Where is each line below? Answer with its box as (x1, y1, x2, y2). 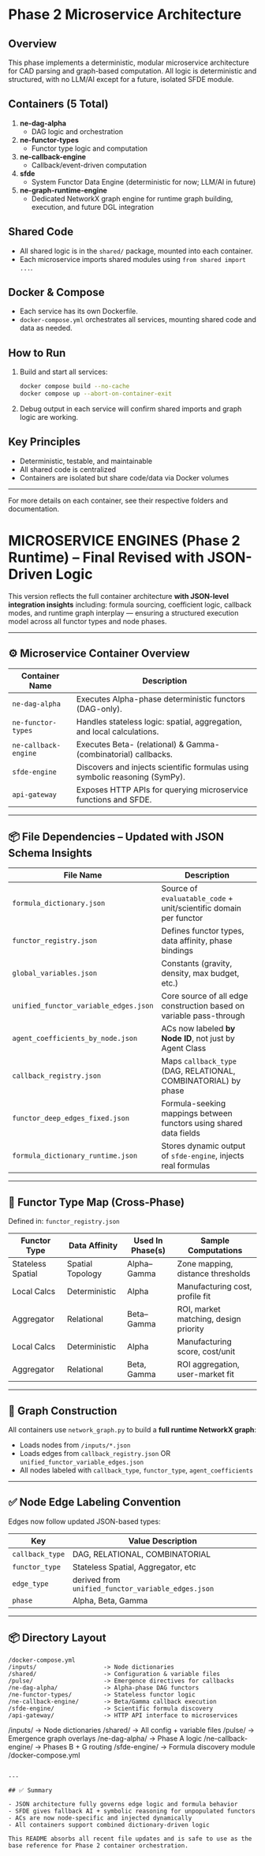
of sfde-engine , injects (161, 1151, 244, 1162)
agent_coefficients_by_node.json (12, 1034, 138, 1043)
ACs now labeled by (161, 1023, 236, 1035)
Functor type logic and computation (31, 144, 148, 153)
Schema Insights (8, 846, 93, 859)
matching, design (177, 1314, 241, 1325)
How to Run (8, 346, 66, 360)
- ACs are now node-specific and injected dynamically (8, 1813, 192, 1822)
